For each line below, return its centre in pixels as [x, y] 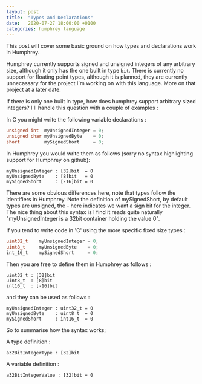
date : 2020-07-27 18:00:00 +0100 [51, 23]
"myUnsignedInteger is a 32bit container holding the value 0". [83, 218]
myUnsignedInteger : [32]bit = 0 [50, 171]
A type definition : [28, 342]
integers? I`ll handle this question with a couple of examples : [82, 108]
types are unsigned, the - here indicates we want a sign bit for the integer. [99, 206]
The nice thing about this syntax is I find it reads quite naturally [85, 212]
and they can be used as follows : [48, 297]
